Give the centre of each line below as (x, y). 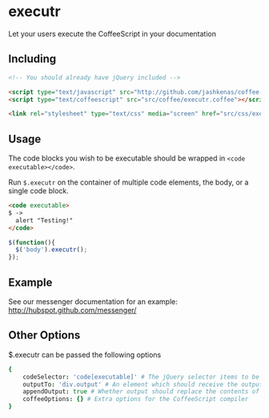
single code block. (39, 191)
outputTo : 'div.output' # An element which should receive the (130, 384)
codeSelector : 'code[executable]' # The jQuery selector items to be (141, 377)
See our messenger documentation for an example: (93, 302)
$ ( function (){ (32, 242)
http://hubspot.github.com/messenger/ (72, 310)
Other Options (44, 335)
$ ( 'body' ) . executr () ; (52, 250)
